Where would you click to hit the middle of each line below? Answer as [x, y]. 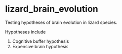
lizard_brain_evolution [52, 9]
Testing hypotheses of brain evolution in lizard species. [61, 22]
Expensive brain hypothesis [40, 46]
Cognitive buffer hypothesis [41, 41]
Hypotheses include [25, 32]
